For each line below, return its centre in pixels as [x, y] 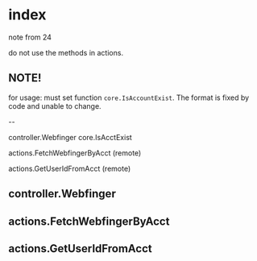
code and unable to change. [55, 106]
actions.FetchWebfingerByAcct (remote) [75, 153]
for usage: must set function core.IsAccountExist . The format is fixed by [129, 97]
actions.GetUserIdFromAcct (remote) [70, 168]
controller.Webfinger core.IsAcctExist [70, 137]
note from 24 [30, 37]
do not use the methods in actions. [66, 52]
